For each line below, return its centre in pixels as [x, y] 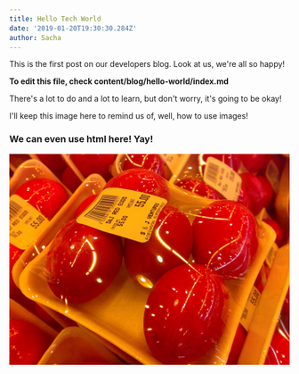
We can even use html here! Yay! [81, 139]
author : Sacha [36, 37]
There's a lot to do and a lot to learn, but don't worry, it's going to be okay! [145, 99]
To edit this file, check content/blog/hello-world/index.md [119, 81]
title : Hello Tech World [55, 19]
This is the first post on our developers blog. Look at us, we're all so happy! [147, 64]
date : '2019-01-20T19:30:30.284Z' [73, 28]
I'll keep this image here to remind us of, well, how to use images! [129, 116]
